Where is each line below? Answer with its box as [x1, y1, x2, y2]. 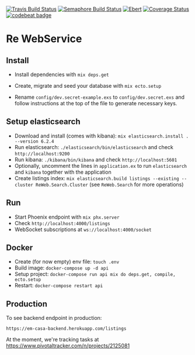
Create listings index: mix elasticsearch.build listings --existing [14, 174, 179, 181]
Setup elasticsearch [6, 117, 81, 127]
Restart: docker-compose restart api [14, 282, 103, 289]
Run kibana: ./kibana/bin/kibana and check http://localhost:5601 [14, 156, 177, 163]
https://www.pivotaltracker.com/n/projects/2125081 [6, 342, 130, 349]
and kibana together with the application [14, 168, 112, 175]
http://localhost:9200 [14, 151, 70, 157]
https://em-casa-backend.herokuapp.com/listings [6, 326, 127, 332]
